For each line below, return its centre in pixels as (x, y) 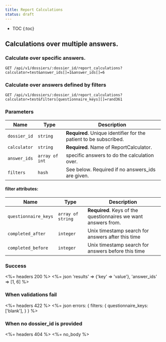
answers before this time (116, 251)
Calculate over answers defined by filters (56, 85)
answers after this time (114, 237)
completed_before (28, 248)
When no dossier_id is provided (44, 323)
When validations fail (31, 295)
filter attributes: (22, 189)
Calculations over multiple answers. (62, 44)
